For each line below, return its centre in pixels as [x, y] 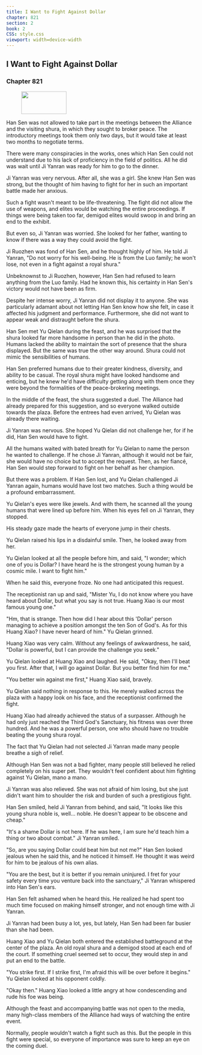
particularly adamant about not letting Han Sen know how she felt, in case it [100, 307]
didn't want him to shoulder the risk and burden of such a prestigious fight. [99, 795]
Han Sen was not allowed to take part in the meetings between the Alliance [99, 122]
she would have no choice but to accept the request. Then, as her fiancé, [97, 461]
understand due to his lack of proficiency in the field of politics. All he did [97, 160]
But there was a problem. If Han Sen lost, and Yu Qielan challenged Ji [92, 479]
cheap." [16, 820]
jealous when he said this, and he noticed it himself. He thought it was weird [100, 856]
